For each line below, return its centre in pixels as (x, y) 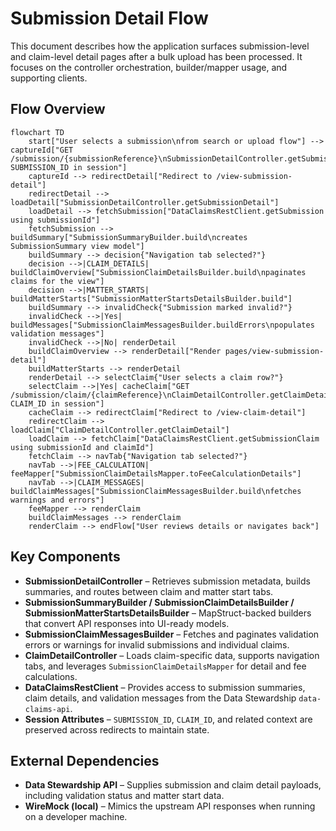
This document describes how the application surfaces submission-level (160, 46)
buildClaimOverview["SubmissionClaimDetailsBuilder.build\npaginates (158, 272)
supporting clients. (49, 78)
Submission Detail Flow (109, 18)
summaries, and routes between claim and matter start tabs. (149, 591)
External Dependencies (85, 760)
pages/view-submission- (274, 351)
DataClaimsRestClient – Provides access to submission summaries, (165, 687)
